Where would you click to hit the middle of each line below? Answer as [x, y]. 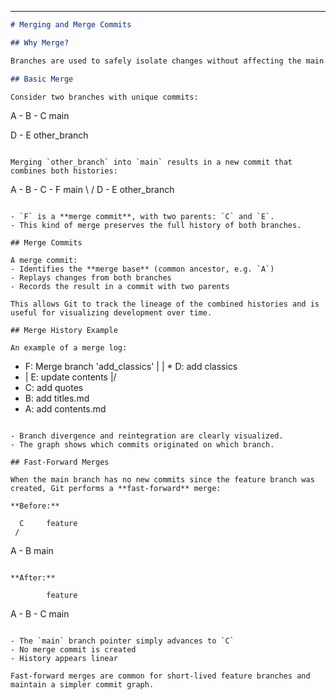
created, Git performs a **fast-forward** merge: [116, 489]
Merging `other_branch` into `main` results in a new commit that [151, 162]
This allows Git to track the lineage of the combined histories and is [165, 304]
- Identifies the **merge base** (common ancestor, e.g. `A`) [142, 269]
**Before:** [35, 506]
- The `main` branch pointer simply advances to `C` [122, 641]
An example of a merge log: [69, 348]
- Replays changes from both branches [91, 278]
